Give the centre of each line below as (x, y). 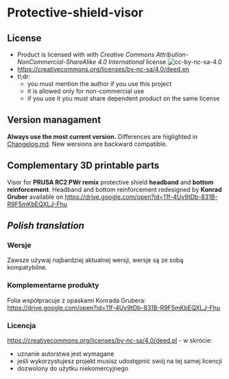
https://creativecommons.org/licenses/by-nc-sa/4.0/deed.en (103, 69)
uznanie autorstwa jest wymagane (65, 354)
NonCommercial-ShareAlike (57, 62)
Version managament (54, 120)
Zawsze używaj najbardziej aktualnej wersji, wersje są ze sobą (95, 260)
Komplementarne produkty (53, 285)
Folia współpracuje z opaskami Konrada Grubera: (76, 300)
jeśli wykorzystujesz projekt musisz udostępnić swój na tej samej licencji (120, 361)
